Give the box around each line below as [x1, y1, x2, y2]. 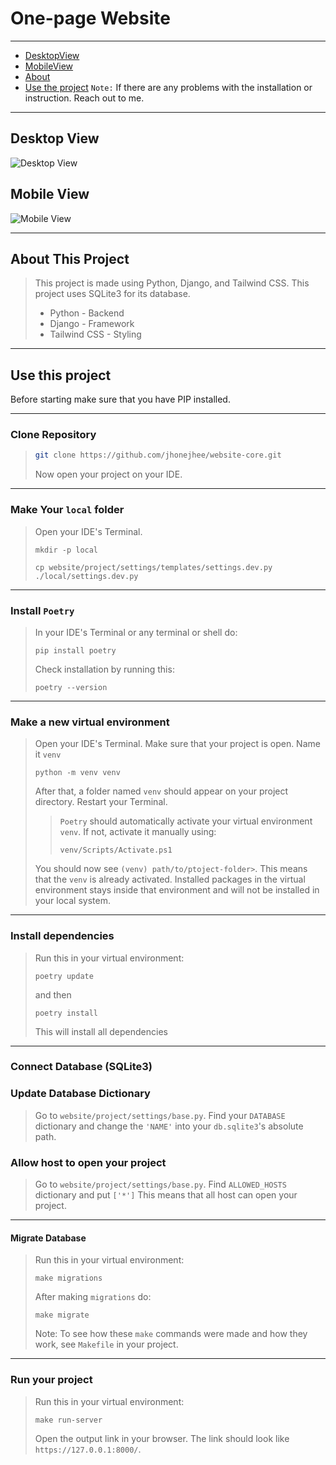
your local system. [34, 895, 111, 907]
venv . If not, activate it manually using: [59, 826, 217, 838]
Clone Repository [10, 428, 97, 442]
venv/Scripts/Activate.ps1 [59, 845, 173, 856]
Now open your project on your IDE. [34, 468, 183, 481]
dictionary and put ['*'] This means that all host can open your [34, 1189, 298, 1201]
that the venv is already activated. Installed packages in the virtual [34, 873, 306, 886]
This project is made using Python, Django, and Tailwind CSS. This [34, 277, 310, 289]
